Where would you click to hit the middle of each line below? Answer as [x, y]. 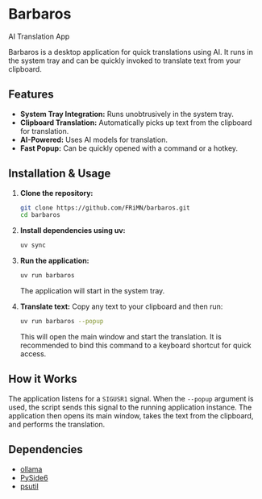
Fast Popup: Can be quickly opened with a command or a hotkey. [129, 148]
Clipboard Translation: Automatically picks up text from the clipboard [136, 123]
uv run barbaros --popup [62, 322]
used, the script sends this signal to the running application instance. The [130, 407]
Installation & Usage [60, 174]
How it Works [43, 379]
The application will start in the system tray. [92, 291]
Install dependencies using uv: [73, 231]
